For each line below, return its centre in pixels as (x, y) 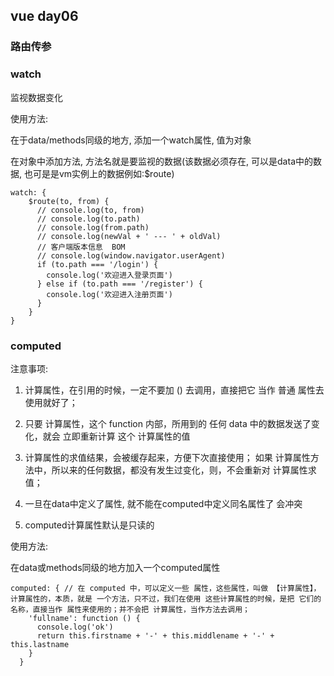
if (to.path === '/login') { (97, 264)
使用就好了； (51, 402)
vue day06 (44, 16)
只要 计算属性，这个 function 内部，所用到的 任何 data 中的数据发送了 (168, 423)
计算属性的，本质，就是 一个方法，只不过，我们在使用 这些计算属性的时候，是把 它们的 (166, 599)
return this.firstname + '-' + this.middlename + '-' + (155, 635)
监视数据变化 (36, 97)
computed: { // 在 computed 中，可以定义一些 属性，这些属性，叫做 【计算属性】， (166, 588)
